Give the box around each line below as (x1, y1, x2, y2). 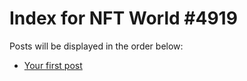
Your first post (23, 59, 83, 71)
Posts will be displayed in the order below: (9, 40, 184, 52)
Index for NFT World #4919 (9, 7, 238, 30)
